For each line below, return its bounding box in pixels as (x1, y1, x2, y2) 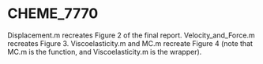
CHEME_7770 (7, 5, 99, 23)
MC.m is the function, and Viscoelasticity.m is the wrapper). (7, 47, 202, 56)
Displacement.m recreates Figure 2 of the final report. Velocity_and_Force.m (7, 30, 255, 40)
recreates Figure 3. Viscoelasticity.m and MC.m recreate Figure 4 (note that (7, 38, 254, 48)
